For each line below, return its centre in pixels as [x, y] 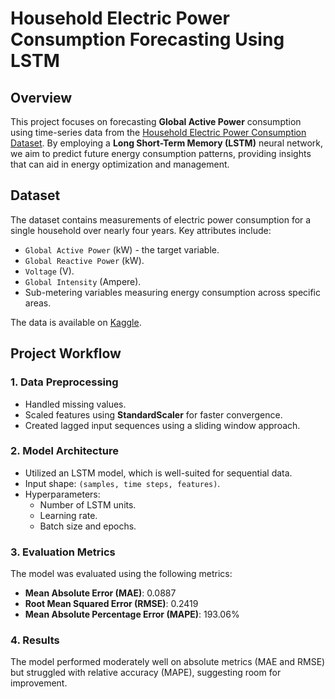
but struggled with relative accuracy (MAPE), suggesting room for [146, 673]
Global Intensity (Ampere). [83, 281]
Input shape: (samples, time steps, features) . [122, 483]
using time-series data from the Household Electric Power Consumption [158, 132]
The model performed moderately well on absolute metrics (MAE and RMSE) [168, 662]
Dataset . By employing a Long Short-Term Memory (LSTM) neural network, [167, 143]
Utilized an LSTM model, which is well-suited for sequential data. [158, 473]
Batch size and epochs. [88, 526]
